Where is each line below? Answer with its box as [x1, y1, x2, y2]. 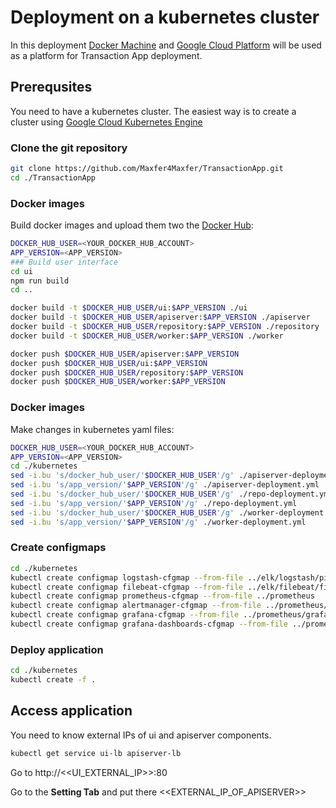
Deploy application [10, 642, 104, 656]
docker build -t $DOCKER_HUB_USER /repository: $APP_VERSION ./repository [10, 322, 320, 332]
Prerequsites [10, 79, 93, 96]
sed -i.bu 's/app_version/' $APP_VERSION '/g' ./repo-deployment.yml [10, 498, 298, 508]
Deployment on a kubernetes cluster [10, 6, 320, 29]
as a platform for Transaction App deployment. [10, 49, 203, 61]
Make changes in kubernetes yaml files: [10, 423, 175, 435]
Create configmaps [10, 541, 107, 555]
